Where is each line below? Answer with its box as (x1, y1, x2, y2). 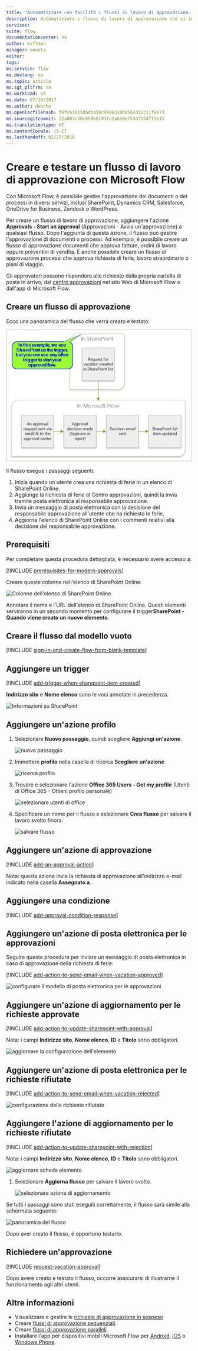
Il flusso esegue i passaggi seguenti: (6, 467, 95, 474)
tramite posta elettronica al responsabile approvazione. (14, 497, 148, 504)
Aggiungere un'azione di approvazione (6, 845, 152, 855)
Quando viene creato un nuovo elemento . (6, 614, 110, 621)
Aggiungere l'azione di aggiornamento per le (6, 1118, 174, 1128)
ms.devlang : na (6, 72, 44, 78)
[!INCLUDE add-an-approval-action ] (6, 861, 94, 868)
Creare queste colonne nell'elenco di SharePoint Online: (6, 578, 142, 585)
